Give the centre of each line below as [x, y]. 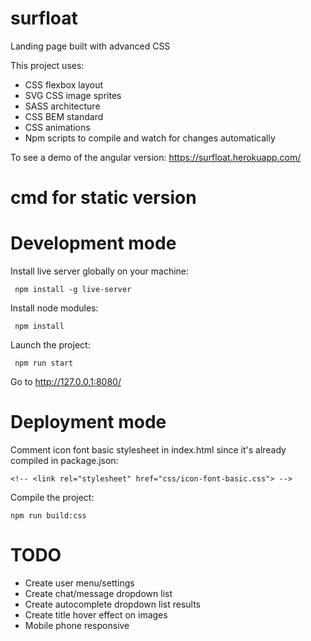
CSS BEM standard [64, 116]
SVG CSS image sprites [73, 95]
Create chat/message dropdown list [98, 593]
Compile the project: [52, 497]
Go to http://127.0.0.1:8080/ [66, 382]
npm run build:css [48, 516]
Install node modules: [54, 308]
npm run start [44, 363]
